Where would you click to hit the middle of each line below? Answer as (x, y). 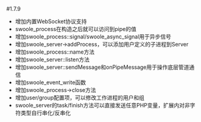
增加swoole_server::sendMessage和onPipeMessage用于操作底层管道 (102, 67)
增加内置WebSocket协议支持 (51, 21)
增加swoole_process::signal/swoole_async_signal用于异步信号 (93, 37)
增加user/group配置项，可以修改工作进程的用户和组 (80, 98)
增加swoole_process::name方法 (55, 52)
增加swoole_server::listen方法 (52, 59)
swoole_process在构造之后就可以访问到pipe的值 (76, 29)
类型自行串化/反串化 (46, 113)
